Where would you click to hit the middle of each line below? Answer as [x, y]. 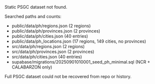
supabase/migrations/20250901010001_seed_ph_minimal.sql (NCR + [81, 62]
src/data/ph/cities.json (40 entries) [47, 57]
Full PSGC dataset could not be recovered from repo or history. [68, 76]
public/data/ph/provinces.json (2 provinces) [56, 31]
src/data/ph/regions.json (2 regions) [48, 46]
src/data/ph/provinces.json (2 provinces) [53, 51]
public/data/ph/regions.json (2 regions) [51, 26]
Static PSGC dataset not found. [36, 7]
